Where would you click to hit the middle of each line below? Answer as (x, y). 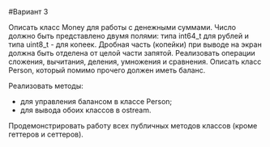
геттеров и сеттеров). (46, 134)
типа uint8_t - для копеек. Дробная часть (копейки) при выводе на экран (135, 44)
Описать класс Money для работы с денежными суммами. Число (122, 27)
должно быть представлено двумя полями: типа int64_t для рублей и (129, 36)
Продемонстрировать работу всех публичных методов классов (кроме (133, 126)
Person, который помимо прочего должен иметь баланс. (107, 70)
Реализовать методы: (46, 86)
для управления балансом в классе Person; (96, 101)
